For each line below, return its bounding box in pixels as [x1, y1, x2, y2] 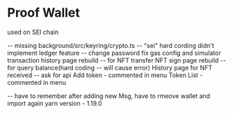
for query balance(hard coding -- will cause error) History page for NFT [7, 63, 213, 72]
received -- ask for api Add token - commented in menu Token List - [7, 71, 203, 79]
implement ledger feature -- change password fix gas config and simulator [7, 49, 221, 57]
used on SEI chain [7, 28, 59, 36]
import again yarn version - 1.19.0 [7, 99, 102, 107]
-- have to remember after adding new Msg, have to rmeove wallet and [7, 92, 211, 100]
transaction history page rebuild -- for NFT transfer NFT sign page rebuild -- [7, 56, 226, 64]
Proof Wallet [7, 5, 80, 21]
